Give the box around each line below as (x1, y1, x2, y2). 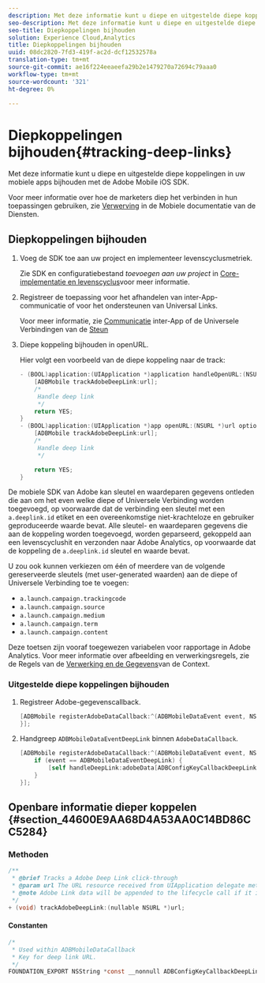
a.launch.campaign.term (19, 620, 99, 629)
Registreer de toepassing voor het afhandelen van (19, 293, 183, 302)
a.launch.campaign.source (19, 603, 105, 611)
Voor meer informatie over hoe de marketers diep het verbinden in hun (8, 193, 238, 202)
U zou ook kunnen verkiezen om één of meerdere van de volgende (8, 561, 226, 571)
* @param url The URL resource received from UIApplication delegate (11, 882, 245, 890)
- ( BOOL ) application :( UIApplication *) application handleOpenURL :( (19, 371, 247, 379)
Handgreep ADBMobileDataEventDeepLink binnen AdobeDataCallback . (19, 734, 239, 743)
